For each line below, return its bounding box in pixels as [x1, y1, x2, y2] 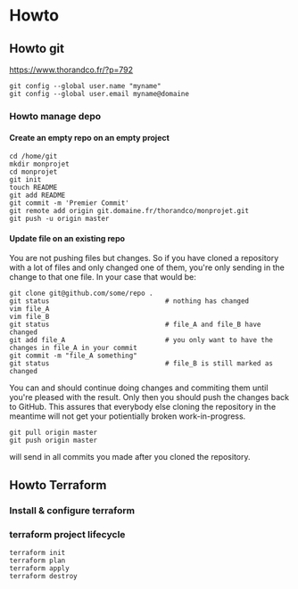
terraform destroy [9, 571, 78, 580]
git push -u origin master [9, 215, 110, 224]
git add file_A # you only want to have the [9, 336, 274, 345]
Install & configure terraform [9, 504, 136, 517]
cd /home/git [9, 152, 58, 161]
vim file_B [9, 313, 50, 322]
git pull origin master [9, 429, 98, 438]
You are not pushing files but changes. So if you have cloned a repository [9, 253, 279, 264]
